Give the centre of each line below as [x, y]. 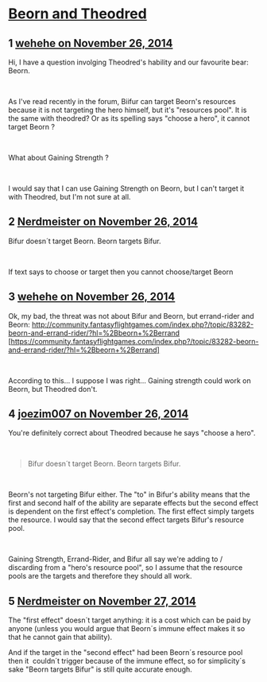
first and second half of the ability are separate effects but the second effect [133, 503]
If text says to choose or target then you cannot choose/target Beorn [121, 272]
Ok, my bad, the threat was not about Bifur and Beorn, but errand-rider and [131, 316]
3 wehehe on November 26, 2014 [92, 297]
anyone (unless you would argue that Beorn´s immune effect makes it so [127, 629]
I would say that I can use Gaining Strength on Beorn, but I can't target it [126, 188]
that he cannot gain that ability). [60, 637]
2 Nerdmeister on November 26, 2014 [103, 222]
